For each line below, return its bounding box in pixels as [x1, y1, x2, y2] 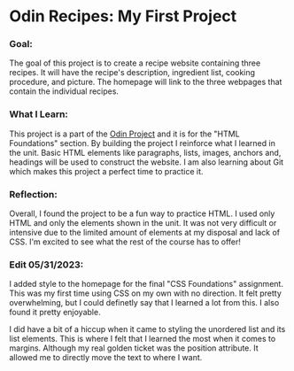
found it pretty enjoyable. [9, 307, 101, 318]
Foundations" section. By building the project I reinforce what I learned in [9, 137, 276, 148]
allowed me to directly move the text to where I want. [9, 352, 203, 363]
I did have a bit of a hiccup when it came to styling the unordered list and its [9, 324, 286, 335]
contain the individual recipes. [9, 86, 120, 97]
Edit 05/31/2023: [9, 259, 84, 271]
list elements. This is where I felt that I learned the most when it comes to [9, 334, 276, 344]
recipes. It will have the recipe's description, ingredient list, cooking [9, 67, 255, 78]
